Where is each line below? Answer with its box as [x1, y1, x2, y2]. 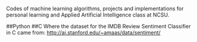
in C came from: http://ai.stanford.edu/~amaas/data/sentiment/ [6, 29, 161, 36]
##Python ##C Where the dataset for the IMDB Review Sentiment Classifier [6, 23, 191, 30]
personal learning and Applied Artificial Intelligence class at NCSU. [6, 11, 170, 18]
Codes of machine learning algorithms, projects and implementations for [6, 5, 184, 12]
